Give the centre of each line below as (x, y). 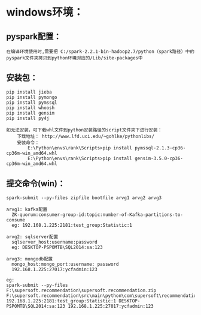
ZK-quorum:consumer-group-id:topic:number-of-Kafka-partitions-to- (98, 214)
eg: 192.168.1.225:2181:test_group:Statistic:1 (72, 225)
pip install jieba (29, 92)
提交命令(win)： (36, 184)
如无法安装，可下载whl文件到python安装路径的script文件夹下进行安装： (84, 130)
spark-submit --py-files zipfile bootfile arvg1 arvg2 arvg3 (84, 198)
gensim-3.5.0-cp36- (159, 158)
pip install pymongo (32, 97)
